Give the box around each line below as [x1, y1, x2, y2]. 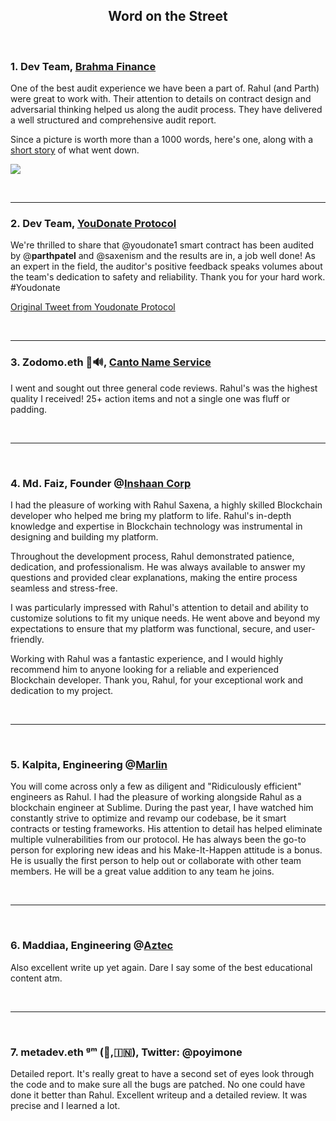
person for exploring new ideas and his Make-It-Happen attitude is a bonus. [10, 844, 323, 856]
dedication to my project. [10, 685, 114, 696]
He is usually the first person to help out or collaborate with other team [10, 855, 302, 867]
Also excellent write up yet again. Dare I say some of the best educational [10, 961, 313, 973]
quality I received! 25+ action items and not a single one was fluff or [10, 392, 291, 404]
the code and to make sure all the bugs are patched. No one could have [10, 1078, 306, 1090]
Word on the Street [108, 8, 228, 25]
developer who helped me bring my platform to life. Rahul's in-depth [10, 510, 292, 521]
